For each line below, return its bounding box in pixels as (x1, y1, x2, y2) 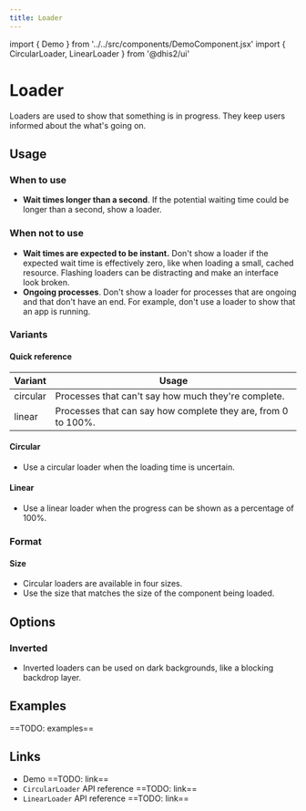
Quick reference (9, 351, 73, 362)
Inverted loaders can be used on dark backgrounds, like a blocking (22, 662, 274, 673)
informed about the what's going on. (9, 120, 147, 130)
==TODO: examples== (9, 723, 94, 733)
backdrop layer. (22, 671, 82, 682)
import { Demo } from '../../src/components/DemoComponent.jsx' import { (9, 38, 286, 49)
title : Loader (9, 13, 64, 23)
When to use (9, 173, 66, 186)
